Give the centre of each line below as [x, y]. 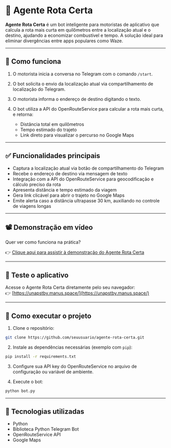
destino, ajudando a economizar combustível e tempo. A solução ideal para [84, 35]
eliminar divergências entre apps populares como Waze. [64, 41]
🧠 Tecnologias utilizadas [45, 412]
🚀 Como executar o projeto [48, 316]
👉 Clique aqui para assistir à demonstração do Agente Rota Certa [75, 252]
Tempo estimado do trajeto [49, 129]
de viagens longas [32, 206]
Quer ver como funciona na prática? [43, 242]
